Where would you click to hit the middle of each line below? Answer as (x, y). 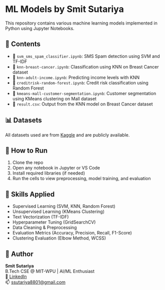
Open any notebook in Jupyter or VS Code (56, 168)
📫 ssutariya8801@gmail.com (35, 282)
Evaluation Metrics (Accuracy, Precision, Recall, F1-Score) (72, 233)
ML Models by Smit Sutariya (64, 9)
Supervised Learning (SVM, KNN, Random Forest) (64, 206)
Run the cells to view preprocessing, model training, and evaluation (81, 178)
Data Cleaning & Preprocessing (44, 227)
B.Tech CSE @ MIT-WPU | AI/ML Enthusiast (50, 271)
